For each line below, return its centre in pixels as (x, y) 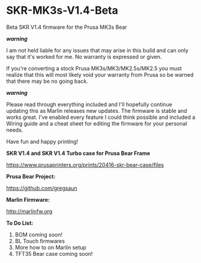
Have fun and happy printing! (42, 141)
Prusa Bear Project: (31, 176)
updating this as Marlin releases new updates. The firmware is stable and (97, 110)
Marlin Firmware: (28, 199)
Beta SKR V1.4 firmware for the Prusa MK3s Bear (67, 27)
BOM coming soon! (39, 234)
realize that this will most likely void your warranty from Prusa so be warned (100, 74)
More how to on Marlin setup (51, 247)
